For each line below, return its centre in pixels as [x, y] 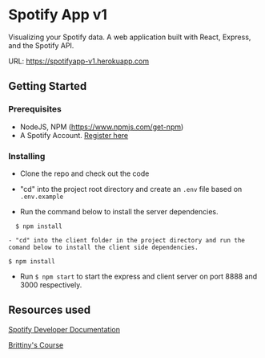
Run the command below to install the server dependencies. [119, 211]
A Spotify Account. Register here [74, 135]
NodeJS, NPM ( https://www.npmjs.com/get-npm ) [102, 127]
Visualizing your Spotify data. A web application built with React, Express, [130, 37]
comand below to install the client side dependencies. [103, 247]
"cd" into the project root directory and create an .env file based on [131, 189]
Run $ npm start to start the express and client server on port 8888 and [139, 276]
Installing [27, 156]
